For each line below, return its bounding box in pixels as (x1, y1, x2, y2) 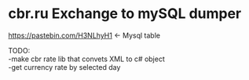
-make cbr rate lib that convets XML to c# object (8, 54, 165, 64)
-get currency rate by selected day (8, 62, 121, 71)
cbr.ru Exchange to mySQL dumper (8, 5, 242, 23)
